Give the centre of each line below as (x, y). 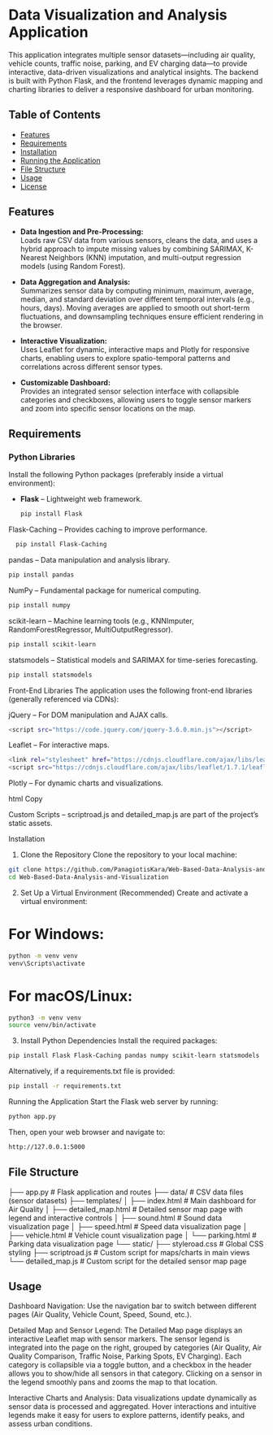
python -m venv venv (43, 956)
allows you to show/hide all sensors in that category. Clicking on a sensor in (135, 1374)
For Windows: (56, 935)
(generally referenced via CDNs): (64, 699)
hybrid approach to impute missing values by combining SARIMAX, (132, 249)
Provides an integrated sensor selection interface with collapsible (130, 391)
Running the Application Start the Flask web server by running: (113, 1102)
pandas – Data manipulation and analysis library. (89, 560)
